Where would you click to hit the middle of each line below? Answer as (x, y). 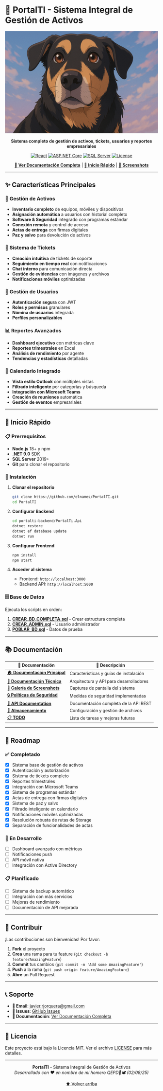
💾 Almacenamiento (27, 710)
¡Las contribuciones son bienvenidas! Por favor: (53, 939)
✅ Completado (23, 754)
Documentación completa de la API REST (111, 704)
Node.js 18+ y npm (31, 449)
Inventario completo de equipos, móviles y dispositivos (68, 209)
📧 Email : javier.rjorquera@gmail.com (48, 1006)
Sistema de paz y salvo (35, 803)
